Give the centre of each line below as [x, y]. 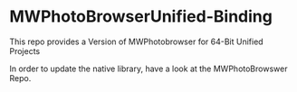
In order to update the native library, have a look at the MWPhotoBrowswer [148, 69]
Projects [25, 51]
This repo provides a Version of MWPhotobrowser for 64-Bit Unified [137, 41]
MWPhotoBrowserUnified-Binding [141, 17]
